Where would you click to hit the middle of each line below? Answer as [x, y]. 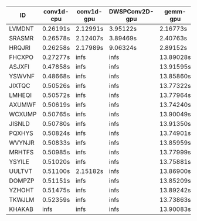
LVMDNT [21, 29]
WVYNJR [22, 143]
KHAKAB [21, 209]
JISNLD [20, 124]
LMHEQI [21, 95]
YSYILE [19, 162]
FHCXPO [21, 57]
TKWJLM [22, 200]
